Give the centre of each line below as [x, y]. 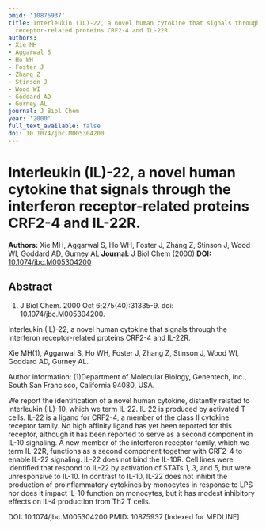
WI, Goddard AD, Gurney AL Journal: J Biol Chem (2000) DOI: [110, 253]
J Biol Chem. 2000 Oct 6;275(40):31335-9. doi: [97, 306]
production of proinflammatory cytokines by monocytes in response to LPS [131, 485]
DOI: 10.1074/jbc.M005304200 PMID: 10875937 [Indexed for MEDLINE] [124, 517]
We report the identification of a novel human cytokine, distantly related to [129, 401]
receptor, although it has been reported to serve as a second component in [131, 434]
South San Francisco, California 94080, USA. [82, 386]
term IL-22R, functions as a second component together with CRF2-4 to [125, 451]
